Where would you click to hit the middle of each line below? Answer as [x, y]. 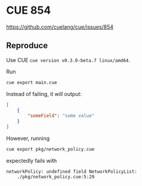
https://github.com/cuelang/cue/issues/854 [60, 27]
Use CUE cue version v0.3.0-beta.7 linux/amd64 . [68, 60]
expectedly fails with [32, 160]
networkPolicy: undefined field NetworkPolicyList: [72, 171]
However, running [28, 138]
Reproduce [27, 46]
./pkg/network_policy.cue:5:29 [56, 176]
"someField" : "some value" [61, 116]
